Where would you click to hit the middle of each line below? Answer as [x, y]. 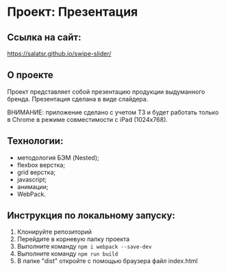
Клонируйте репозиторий [54, 232]
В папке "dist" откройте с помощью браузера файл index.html [107, 261]
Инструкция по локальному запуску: [91, 215]
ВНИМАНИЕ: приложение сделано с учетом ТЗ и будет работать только [113, 112]
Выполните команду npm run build [67, 254]
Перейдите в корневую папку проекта [73, 239]
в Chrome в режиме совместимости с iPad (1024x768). [87, 119]
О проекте [30, 75]
